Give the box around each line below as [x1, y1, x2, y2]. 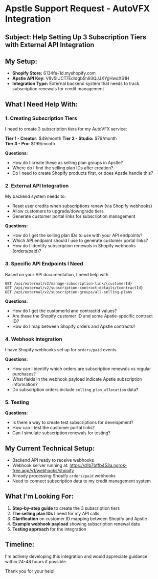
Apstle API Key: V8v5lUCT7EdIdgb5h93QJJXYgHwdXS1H [12, 76, 130, 81]
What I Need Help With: [5, 100, 78, 108]
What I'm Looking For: [5, 492, 74, 500]
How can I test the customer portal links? [12, 425, 95, 431]
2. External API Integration [5, 183, 69, 189]
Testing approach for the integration [12, 526, 87, 532]
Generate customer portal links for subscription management [12, 213, 135, 219]
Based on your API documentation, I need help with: [5, 271, 110, 277]
